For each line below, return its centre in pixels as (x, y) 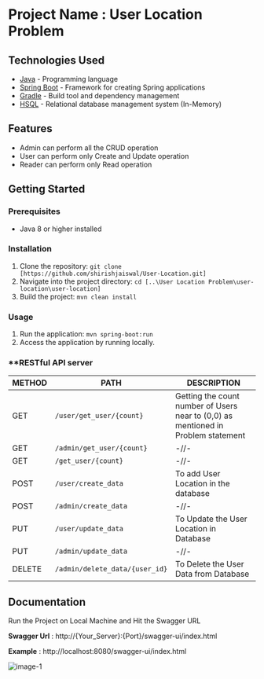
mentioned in (200, 426)
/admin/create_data (91, 506)
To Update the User (211, 519)
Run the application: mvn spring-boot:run (86, 334)
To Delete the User (210, 564)
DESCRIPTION (214, 383)
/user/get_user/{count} (99, 416)
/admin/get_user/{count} (101, 448)
